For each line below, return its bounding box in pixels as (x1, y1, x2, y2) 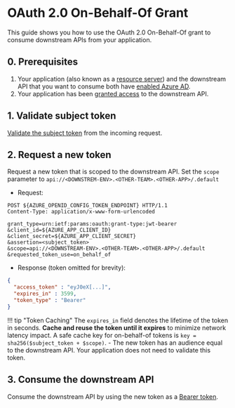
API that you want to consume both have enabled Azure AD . (17, 82, 191, 91)
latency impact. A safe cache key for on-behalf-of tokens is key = (7, 331, 196, 339)
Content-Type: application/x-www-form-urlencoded (7, 209, 156, 216)
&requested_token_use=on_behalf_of (7, 251, 112, 258)
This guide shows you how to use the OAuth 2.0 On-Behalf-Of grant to (7, 28, 211, 37)
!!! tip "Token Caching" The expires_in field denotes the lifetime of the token (7, 316, 229, 324)
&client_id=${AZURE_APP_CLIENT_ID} (7, 227, 112, 234)
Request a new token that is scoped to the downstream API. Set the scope (7, 167, 220, 176)
